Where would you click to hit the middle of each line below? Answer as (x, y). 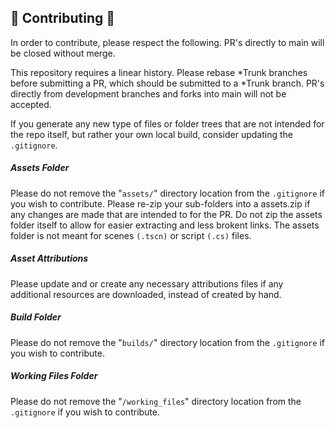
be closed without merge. (63, 53)
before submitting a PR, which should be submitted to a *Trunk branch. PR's (167, 83)
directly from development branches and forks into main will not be (148, 93)
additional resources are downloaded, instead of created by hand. (146, 294)
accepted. (31, 104)
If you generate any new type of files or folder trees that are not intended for (167, 123)
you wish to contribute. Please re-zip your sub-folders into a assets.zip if (160, 203)
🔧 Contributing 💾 (63, 18)
